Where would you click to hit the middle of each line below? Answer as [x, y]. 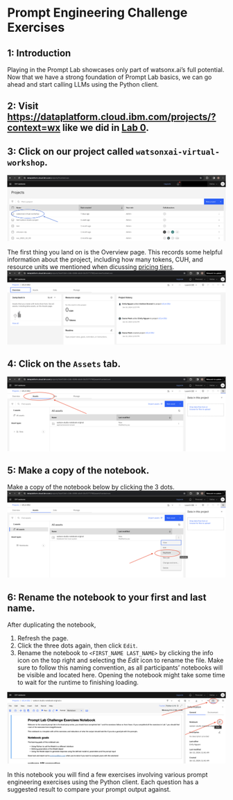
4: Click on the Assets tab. [64, 364]
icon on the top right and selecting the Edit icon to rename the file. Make [120, 661]
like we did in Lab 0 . [105, 128]
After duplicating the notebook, [52, 625]
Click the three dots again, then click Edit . [77, 645]
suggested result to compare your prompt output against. [89, 789]
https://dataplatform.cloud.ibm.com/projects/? [112, 117]
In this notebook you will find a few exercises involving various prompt [107, 774]
